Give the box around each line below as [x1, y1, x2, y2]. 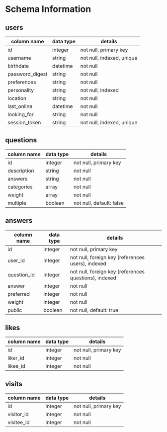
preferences [7, 79, 36, 86]
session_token [7, 119, 41, 126]
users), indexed [70, 260, 106, 267]
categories [7, 183, 33, 190]
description [7, 167, 34, 174]
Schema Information [5, 3, 91, 15]
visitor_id [7, 411, 29, 418]
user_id [7, 257, 25, 264]
